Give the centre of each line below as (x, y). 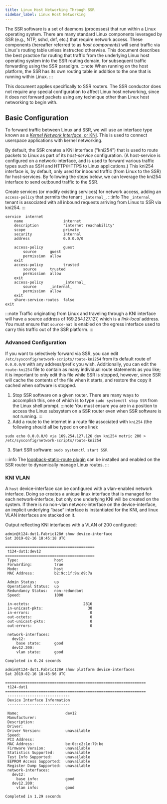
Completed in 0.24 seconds (33, 660)
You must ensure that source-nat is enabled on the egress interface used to (83, 324)
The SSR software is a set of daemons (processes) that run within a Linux (81, 28)
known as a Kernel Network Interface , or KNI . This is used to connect (76, 135)
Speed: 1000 (35, 595)
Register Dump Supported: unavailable (49, 765)
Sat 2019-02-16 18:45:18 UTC (35, 538)
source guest (42, 252)
